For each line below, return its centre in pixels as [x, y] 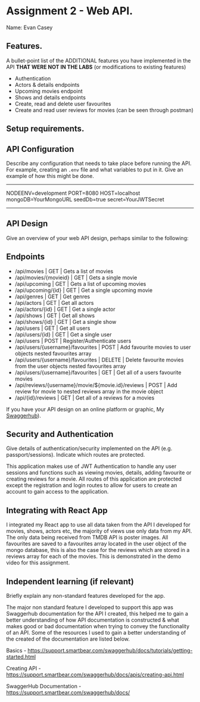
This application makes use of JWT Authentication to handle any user [91, 466]
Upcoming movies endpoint [49, 91]
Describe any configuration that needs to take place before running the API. [99, 163]
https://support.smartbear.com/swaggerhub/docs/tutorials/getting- [110, 651]
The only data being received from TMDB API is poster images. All [87, 538]
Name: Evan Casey [29, 27]
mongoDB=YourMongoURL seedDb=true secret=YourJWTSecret [85, 199]
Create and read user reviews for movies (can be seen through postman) [104, 110]
